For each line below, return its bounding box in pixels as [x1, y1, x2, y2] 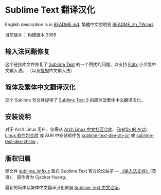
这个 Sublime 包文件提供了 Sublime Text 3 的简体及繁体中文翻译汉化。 [5, 97, 145, 103]
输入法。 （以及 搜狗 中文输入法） [9, 67, 74, 73]
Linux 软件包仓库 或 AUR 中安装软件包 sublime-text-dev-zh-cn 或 [5, 133, 135, 138]
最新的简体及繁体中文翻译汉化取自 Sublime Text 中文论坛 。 [5, 185, 123, 191]
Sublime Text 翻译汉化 [5, 4, 95, 16]
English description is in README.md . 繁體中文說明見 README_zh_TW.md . [5, 21, 154, 27]
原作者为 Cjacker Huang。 [17, 174, 70, 180]
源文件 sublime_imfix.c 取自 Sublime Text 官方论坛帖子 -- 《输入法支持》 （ [5, 168, 152, 174]
